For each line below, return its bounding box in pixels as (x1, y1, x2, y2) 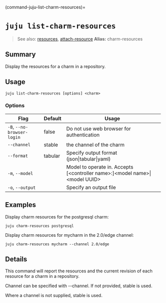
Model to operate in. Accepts (66, 163, 133, 170)
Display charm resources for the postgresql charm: (5, 214, 109, 219)
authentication (66, 131, 100, 138)
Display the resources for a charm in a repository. (5, 63, 106, 69)
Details (5, 255, 27, 263)
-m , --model (7, 170, 34, 176)
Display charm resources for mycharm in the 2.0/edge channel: (5, 232, 134, 238)
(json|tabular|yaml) (66, 155, 111, 162)
